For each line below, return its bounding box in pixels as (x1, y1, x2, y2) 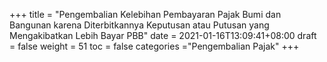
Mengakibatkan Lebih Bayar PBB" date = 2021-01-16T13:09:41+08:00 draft (9, 30, 317, 41)
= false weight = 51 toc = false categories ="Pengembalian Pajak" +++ (9, 40, 300, 52)
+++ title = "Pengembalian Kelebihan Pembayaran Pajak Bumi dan (9, 9, 282, 20)
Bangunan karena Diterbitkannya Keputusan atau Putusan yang (9, 19, 270, 31)
